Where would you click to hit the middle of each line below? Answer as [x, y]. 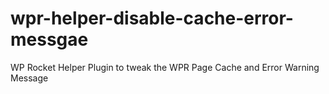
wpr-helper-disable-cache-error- [152, 18]
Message [29, 78]
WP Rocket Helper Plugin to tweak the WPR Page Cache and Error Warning [165, 67]
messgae [49, 39]
